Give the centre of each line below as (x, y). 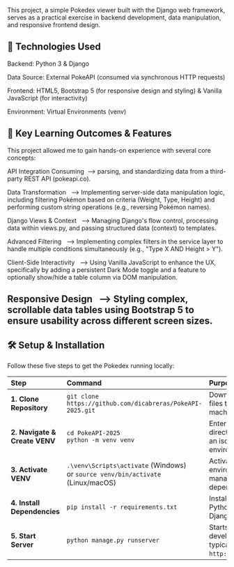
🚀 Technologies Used (54, 47)
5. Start (23, 536)
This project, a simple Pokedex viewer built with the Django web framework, (116, 10)
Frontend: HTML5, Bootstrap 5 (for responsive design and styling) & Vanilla (115, 91)
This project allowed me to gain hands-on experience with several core (109, 150)
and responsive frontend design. (54, 25)
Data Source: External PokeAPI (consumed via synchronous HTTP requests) (116, 77)
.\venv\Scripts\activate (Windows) (126, 465)
